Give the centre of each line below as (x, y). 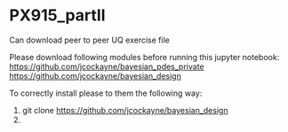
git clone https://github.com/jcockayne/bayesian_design (125, 110)
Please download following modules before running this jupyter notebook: (144, 57)
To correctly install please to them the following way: (106, 93)
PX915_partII (57, 16)
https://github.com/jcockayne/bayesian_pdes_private (107, 66)
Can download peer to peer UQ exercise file (90, 40)
